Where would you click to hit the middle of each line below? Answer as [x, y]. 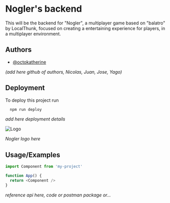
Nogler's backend [44, 9]
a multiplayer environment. [33, 34]
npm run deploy [26, 109]
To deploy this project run [32, 100]
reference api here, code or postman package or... [58, 195]
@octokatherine [29, 62]
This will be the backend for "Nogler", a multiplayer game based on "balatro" [85, 23]
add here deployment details [35, 119]
